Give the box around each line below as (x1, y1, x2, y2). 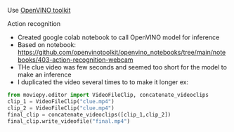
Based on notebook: (17, 41, 76, 48)
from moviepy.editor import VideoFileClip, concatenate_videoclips (7, 91, 209, 98)
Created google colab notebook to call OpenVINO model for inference (17, 33, 220, 41)
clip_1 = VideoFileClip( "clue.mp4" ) (7, 98, 115, 105)
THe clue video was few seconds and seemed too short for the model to (17, 63, 227, 71)
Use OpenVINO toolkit (7, 6, 71, 14)
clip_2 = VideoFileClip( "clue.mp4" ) (7, 105, 115, 112)
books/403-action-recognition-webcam (17, 55, 134, 64)
